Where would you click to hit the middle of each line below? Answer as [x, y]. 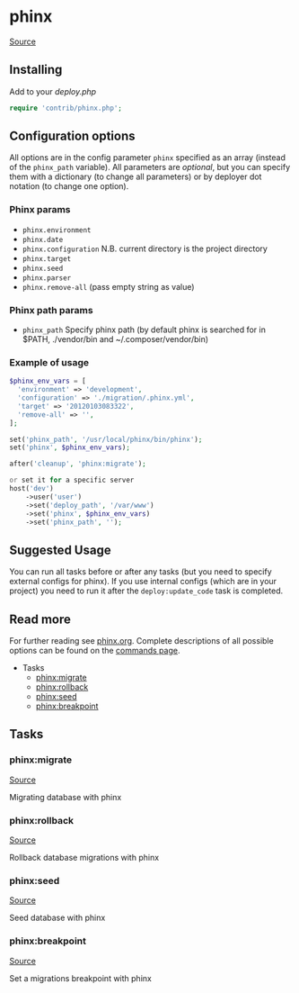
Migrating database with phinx [66, 797]
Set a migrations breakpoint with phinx [81, 978]
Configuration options [73, 136]
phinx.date [43, 239]
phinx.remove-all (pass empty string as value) [108, 286]
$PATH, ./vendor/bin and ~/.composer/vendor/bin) [115, 339]
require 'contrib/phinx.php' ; [66, 108]
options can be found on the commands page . [95, 651]
